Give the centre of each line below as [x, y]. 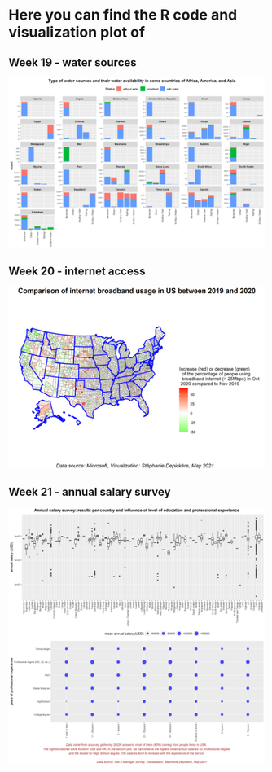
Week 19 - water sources [72, 62]
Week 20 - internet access [77, 272]
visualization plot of [77, 32]
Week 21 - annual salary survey [90, 492]
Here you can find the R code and [123, 15]
